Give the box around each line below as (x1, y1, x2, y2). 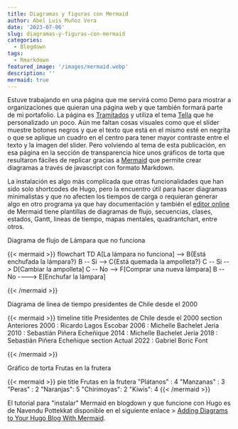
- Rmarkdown (13, 57, 50, 64)
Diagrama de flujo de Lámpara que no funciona (7, 236, 146, 245)
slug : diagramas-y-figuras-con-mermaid (7, 30, 126, 38)
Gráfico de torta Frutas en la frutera (7, 364, 112, 372)
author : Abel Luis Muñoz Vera (7, 17, 97, 24)
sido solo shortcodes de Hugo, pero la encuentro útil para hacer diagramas (7, 185, 227, 194)
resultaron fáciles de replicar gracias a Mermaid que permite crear (7, 156, 202, 165)
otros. (7, 223, 25, 231)
